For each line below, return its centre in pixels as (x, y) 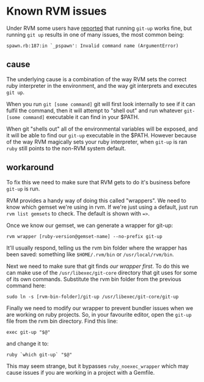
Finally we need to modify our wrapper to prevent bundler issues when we (100, 308)
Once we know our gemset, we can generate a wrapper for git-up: (90, 225)
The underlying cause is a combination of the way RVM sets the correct (97, 79)
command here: (26, 286)
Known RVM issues (56, 11)
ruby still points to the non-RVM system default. (66, 148)
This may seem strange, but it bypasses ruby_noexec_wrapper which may (98, 366)
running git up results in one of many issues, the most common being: (95, 34)
